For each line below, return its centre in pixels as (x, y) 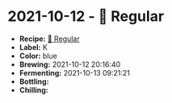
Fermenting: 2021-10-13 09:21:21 (75, 72)
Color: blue (38, 56)
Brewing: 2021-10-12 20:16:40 (70, 64)
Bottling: (34, 81)
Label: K (33, 47)
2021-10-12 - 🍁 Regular (86, 16)
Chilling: (34, 90)
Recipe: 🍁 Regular (49, 39)
